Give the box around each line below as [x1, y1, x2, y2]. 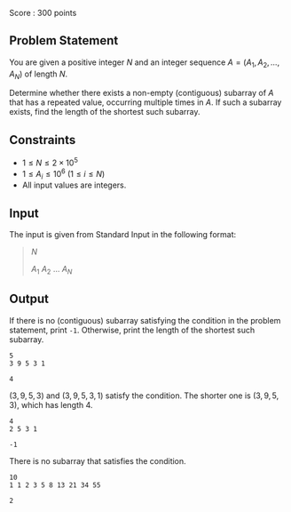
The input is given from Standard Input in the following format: [9, 229, 237, 240]
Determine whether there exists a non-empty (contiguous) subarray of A [9, 88, 274, 99]
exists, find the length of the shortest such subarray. [9, 107, 201, 117]
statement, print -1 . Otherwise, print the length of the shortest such [9, 324, 256, 335]
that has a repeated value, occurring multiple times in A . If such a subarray [9, 97, 282, 108]
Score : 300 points [9, 8, 77, 18]
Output [9, 292, 49, 307]
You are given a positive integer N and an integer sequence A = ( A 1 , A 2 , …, [9, 57, 280, 69]
